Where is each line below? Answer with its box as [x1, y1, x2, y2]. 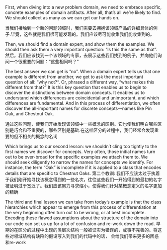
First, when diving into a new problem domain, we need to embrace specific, [5, 4, 162, 10]
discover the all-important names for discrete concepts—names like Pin [5, 105, 152, 111]
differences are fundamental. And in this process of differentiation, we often [5, 100, 161, 106]
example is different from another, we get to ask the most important [5, 74, 143, 80]
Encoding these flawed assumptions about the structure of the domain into [5, 215, 159, 221]
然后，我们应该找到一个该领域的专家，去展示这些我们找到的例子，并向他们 [5, 52, 158, 58]
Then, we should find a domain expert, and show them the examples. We [5, 41, 155, 47]
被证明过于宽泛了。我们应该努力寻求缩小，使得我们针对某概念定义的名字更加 [5, 183, 162, 188]
